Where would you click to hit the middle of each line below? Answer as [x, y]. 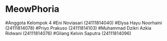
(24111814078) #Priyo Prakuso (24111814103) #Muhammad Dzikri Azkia [78, 28]
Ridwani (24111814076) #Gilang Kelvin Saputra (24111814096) [68, 33]
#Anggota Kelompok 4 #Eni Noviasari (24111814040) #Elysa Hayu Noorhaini [84, 23]
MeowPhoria [32, 9]
